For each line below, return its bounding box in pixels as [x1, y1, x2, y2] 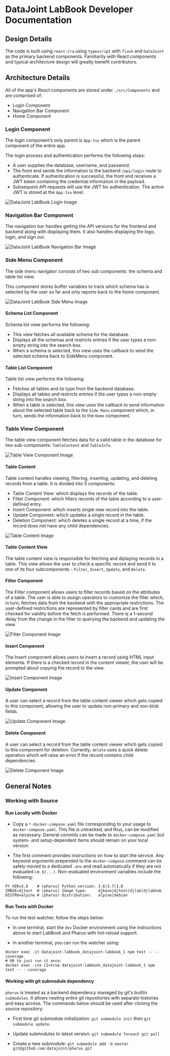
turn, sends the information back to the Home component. [12, 413, 131, 419]
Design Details [5, 35, 52, 43]
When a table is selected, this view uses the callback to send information [12, 402, 164, 408]
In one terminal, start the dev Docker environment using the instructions [12, 925, 162, 931]
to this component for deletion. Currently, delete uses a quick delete [5, 746, 148, 752]
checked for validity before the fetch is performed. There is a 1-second [5, 611, 153, 617]
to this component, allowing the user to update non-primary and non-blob [5, 703, 159, 709]
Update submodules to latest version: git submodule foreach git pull [12, 1031, 160, 1037]
